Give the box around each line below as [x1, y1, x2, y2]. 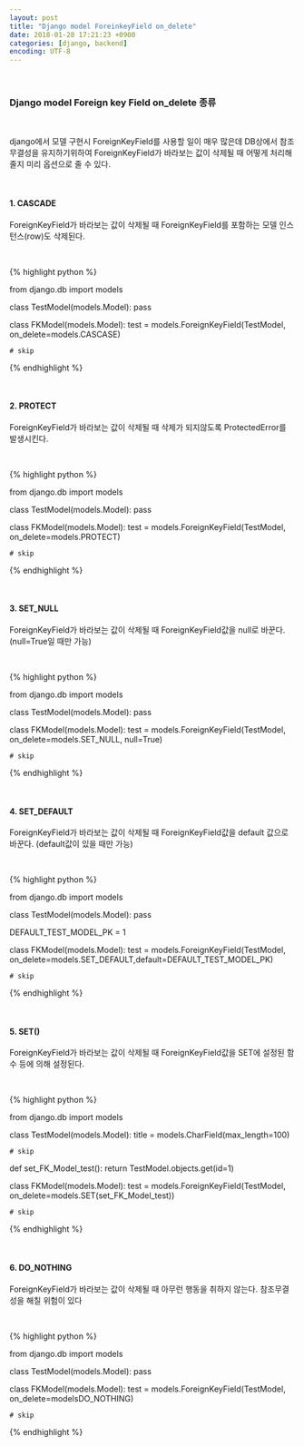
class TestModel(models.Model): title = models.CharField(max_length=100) [9, 1129, 290, 1140]
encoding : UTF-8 [9, 47, 71, 56]
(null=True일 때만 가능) [9, 636, 93, 647]
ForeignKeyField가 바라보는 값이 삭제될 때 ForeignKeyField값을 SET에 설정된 [9, 1048, 285, 1058]
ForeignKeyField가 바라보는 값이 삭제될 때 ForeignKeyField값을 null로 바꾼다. [9, 625, 286, 635]
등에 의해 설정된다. [18, 1058, 84, 1069]
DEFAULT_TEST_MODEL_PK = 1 [9, 927, 127, 938]
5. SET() [9, 1026, 41, 1037]
